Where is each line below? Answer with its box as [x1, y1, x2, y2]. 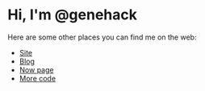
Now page [19, 64, 54, 74]
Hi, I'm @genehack [7, 6, 138, 24]
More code [19, 73, 56, 83]
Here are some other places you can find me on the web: [7, 32, 197, 42]
